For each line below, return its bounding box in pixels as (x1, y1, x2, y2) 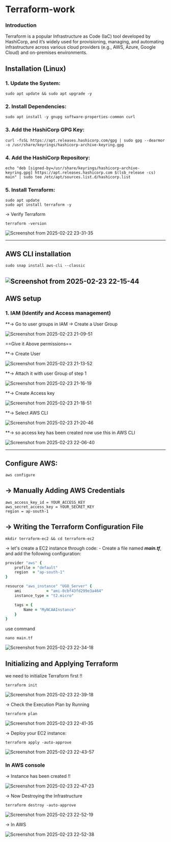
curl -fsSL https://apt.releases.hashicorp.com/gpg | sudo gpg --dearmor (5, 138, 165, 143)
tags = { (14, 602, 33, 607)
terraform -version (5, 221, 47, 226)
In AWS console (5, 762, 45, 769)
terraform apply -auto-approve (5, 740, 72, 745)
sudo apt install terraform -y (5, 202, 72, 207)
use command (5, 626, 36, 632)
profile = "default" (14, 565, 58, 570)
